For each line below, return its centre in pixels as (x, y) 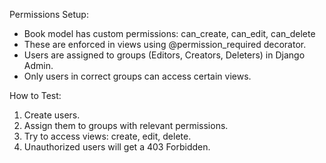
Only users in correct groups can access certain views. (137, 76)
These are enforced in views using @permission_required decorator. (165, 44)
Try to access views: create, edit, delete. (107, 136)
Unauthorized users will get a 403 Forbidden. (117, 147)
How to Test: (35, 95)
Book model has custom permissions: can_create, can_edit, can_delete (169, 33)
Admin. (38, 65)
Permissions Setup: (49, 14)
